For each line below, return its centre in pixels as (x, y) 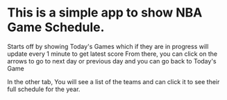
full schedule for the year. (44, 89)
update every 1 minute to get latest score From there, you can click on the (112, 54)
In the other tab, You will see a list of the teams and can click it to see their (113, 81)
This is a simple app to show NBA (105, 13)
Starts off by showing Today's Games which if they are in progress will (108, 46)
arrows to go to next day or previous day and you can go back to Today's (112, 61)
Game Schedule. (56, 27)
